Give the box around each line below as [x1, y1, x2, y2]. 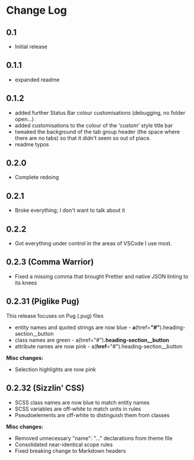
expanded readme [14, 76, 60, 83]
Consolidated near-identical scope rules [14, 441, 113, 448]
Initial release [14, 43, 47, 50]
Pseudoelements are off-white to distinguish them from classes [14, 411, 170, 418]
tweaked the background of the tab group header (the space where [14, 128, 180, 135]
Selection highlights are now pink [14, 365, 96, 373]
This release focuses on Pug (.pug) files [6, 312, 104, 319]
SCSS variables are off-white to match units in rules [14, 405, 141, 412]
